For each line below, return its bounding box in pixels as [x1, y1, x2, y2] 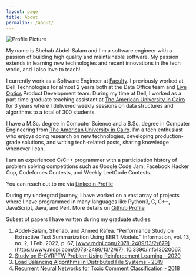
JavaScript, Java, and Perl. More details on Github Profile [6, 205, 145, 212]
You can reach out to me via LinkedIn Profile [6, 180, 114, 187]
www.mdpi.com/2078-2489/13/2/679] [77, 240, 170, 247]
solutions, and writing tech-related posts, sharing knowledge [21, 139, 170, 146]
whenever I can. [6, 145, 45, 152]
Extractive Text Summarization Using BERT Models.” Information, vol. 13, [14, 233, 191, 240]
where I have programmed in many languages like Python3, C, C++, [6, 198, 171, 205]
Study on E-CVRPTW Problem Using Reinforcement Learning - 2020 [14, 252, 181, 259]
